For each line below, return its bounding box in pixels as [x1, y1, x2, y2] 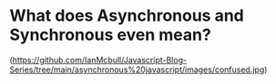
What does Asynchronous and [9, 5, 244, 26]
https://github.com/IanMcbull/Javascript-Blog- [12, 54, 188, 65]
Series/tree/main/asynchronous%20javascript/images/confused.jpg [9, 64, 265, 75]
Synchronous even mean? [9, 24, 211, 45]
